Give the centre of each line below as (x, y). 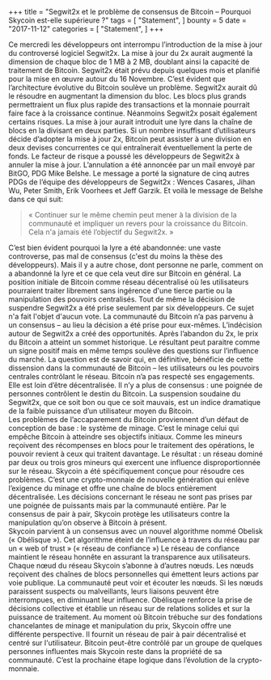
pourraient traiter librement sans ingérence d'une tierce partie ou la (121, 291)
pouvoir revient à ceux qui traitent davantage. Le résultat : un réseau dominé (135, 454)
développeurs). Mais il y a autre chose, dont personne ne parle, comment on (136, 265)
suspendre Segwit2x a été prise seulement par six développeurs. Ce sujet (131, 308)
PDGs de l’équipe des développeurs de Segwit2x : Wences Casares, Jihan (132, 182)
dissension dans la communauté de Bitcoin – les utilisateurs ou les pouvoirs (134, 368)
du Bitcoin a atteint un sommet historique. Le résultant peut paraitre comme (134, 342)
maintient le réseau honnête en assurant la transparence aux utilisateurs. (129, 557)
